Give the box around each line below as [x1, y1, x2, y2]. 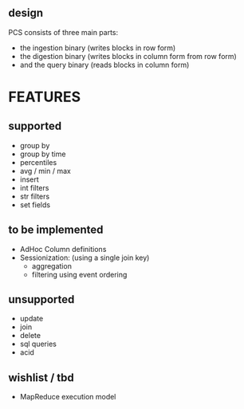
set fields [19, 199, 50, 210]
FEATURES [8, 88, 81, 106]
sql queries [19, 339, 57, 349]
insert [19, 175, 40, 184]
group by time [19, 149, 66, 159]
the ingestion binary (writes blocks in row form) [19, 43, 176, 53]
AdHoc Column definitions [19, 244, 107, 254]
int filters [19, 183, 49, 192]
